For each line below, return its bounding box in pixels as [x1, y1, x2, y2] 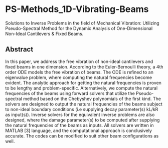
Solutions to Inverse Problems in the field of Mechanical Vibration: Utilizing [5, 20, 159, 26]
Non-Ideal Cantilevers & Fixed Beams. [5, 30, 84, 36]
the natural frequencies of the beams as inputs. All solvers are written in [5, 122, 154, 128]
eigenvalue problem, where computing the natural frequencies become [5, 74, 152, 80]
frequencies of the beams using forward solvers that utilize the [5, 90, 135, 96]
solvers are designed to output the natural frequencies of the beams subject [5, 101, 163, 107]
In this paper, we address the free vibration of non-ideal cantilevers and [5, 58, 153, 64]
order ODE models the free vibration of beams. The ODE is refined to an [5, 69, 154, 75]
